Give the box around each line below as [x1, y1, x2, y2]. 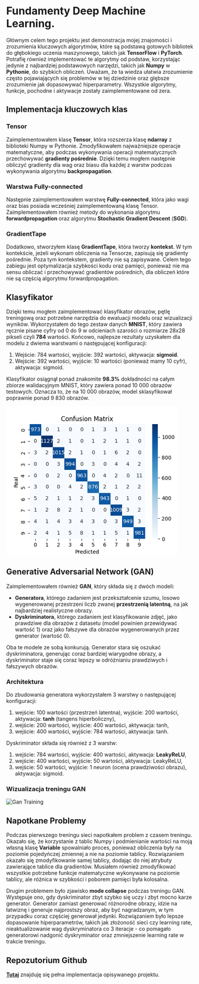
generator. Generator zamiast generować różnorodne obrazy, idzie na [6, 900, 178, 907]
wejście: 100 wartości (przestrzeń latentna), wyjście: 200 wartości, [14, 709, 179, 716]
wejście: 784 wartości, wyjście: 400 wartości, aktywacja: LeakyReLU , [14, 751, 186, 758]
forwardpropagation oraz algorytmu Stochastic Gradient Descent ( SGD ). [6, 214, 189, 222]
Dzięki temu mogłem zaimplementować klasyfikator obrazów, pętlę [6, 308, 170, 315]
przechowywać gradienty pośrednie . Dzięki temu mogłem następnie [6, 155, 176, 162]
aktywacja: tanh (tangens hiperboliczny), [14, 715, 116, 723]
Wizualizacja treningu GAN [6, 785, 86, 793]
